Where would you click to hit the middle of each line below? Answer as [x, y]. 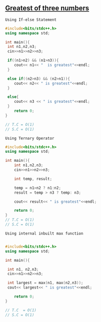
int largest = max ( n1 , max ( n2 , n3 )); [45, 283]
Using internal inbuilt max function [44, 233]
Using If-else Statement [31, 19]
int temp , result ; [33, 179]
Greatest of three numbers [47, 8]
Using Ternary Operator [30, 138]
